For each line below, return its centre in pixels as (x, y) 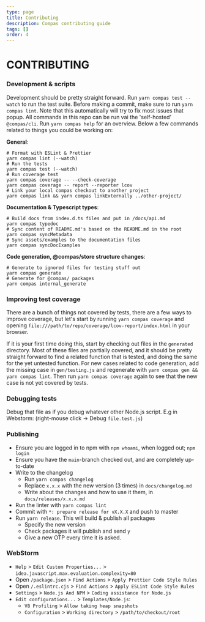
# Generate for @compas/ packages (50, 278)
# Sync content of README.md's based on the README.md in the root (94, 229)
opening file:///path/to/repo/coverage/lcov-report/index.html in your (98, 325)
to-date (25, 466)
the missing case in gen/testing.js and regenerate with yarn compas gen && (102, 369)
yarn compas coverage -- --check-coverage (61, 180)
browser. (17, 331)
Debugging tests (32, 398)
